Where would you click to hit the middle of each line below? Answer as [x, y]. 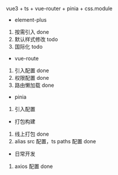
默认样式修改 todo [36, 39]
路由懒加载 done [34, 85]
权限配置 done [32, 78]
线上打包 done [32, 134]
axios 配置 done [34, 166]
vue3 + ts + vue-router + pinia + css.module [59, 9]
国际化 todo [28, 47]
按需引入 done [32, 32]
